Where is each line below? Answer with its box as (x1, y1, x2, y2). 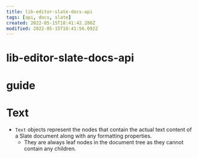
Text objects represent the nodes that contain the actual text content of (14, 126, 192, 133)
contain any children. (23, 145, 76, 152)
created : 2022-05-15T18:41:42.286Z (6, 20, 96, 26)
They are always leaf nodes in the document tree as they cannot (23, 138, 184, 145)
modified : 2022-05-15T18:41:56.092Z (6, 25, 98, 32)
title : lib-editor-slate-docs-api (6, 8, 93, 15)
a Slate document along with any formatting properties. (14, 132, 152, 139)
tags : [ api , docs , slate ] (6, 14, 71, 20)
